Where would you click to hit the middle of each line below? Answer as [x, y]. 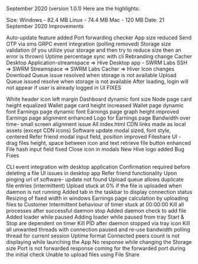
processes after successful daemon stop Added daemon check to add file [96, 211]
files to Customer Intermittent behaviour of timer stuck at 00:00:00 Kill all [95, 204]
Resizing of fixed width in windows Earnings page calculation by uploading [97, 198]
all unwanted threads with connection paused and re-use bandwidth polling [98, 230]
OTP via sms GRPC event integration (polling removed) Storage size [89, 44]
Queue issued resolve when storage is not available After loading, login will [98, 81]
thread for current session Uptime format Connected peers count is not [93, 236]
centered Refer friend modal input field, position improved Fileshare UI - [94, 137]
